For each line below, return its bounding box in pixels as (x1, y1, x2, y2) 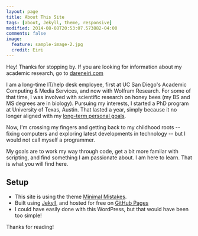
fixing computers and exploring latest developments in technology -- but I (6, 130, 186, 137)
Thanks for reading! (6, 223, 54, 230)
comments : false (6, 31, 46, 37)
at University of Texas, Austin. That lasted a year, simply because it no (6, 106, 177, 113)
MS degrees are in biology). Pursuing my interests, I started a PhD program (6, 100, 189, 107)
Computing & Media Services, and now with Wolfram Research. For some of (6, 87, 191, 94)
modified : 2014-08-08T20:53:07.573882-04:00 (6, 25, 118, 31)
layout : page (6, 8, 38, 15)
